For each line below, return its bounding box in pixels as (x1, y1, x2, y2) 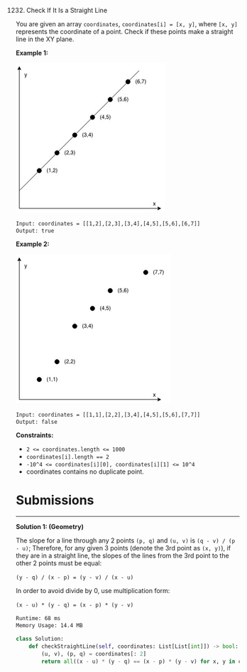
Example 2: (16, 240, 50, 248)
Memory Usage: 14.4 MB (16, 622, 83, 629)
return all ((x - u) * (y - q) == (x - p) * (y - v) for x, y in (41, 658, 236, 665)
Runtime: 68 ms (16, 614, 61, 622)
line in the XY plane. (16, 35, 75, 43)
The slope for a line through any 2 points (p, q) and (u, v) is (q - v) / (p (16, 536, 236, 545)
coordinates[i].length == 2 (26, 454, 109, 461)
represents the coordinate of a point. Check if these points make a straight (16, 28, 234, 36)
